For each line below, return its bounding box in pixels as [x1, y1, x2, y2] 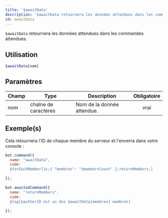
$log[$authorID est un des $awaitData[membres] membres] [9, 199, 131, 204]
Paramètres [5, 77, 42, 86]
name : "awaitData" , [9, 157, 50, 162]
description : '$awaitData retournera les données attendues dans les [5, 12, 153, 17]
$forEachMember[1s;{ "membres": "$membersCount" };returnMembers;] [9, 167, 153, 172]
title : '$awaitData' [5, 7, 48, 13]
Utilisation [5, 50, 38, 59]
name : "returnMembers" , [9, 189, 59, 195]
